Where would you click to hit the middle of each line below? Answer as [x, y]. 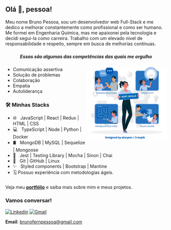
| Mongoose [25, 150]
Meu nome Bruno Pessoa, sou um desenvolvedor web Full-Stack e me [79, 22]
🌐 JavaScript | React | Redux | [46, 118]
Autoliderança [27, 91]
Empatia [21, 86]
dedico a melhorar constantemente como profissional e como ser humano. [84, 27]
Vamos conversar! [29, 201]
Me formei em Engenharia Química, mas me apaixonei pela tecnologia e [81, 33]
